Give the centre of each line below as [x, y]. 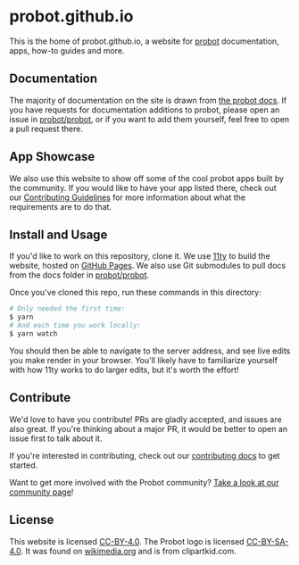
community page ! [42, 492]
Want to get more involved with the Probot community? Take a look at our [144, 482]
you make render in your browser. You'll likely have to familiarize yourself [144, 360]
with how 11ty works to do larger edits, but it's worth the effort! [124, 370]
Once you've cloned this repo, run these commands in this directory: [135, 293]
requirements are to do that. [61, 206]
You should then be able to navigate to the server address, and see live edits [150, 351]
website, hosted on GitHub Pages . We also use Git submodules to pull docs [148, 266]
